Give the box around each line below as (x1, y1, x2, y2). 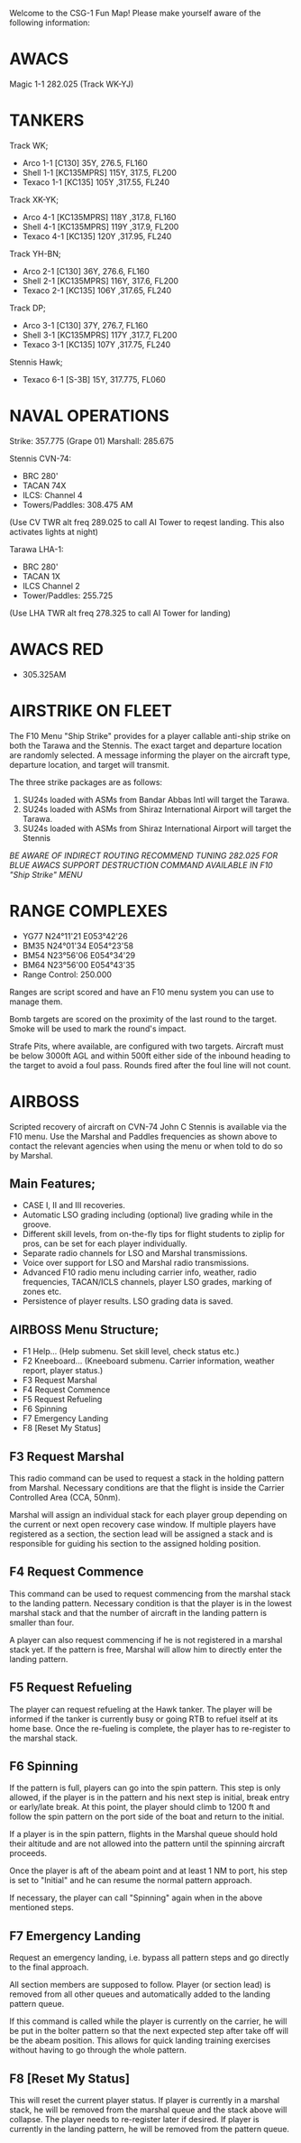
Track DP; (9, 302, 47, 313)
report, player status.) (22, 1365, 104, 1376)
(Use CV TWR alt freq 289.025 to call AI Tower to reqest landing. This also (9, 516, 285, 527)
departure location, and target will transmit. (9, 759, 169, 770)
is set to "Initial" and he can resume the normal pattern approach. (9, 1875, 252, 1886)
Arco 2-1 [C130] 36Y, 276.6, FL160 (22, 265, 150, 276)
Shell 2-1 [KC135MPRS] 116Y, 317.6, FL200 (22, 275, 178, 286)
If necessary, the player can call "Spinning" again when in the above (9, 1892, 263, 1903)
